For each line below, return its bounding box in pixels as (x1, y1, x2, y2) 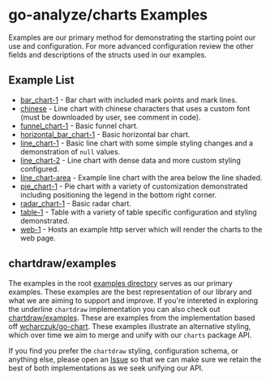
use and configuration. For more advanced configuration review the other (8, 41, 254, 50)
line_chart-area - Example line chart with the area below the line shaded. (19, 172, 263, 182)
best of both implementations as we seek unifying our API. (8, 363, 204, 373)
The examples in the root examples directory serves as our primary (8, 278, 233, 288)
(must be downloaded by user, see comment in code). (19, 112, 201, 122)
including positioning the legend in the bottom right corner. (19, 189, 217, 200)
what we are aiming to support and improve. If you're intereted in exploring (8, 295, 259, 305)
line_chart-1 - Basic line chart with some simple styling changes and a (19, 138, 254, 148)
